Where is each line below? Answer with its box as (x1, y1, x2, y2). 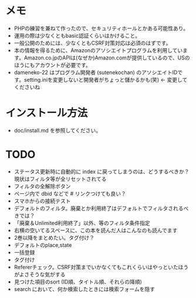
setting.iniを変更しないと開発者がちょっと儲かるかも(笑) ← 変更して (23, 76, 188, 83)
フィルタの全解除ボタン (13, 182, 71, 190)
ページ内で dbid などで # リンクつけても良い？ (13, 190, 127, 197)
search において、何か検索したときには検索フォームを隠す (13, 285, 156, 293)
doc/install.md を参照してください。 (13, 126, 102, 134)
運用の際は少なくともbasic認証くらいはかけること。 (13, 32, 141, 39)
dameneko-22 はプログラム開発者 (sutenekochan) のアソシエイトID (13, 69, 178, 76)
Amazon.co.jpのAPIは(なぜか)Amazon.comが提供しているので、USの (23, 54, 190, 61)
